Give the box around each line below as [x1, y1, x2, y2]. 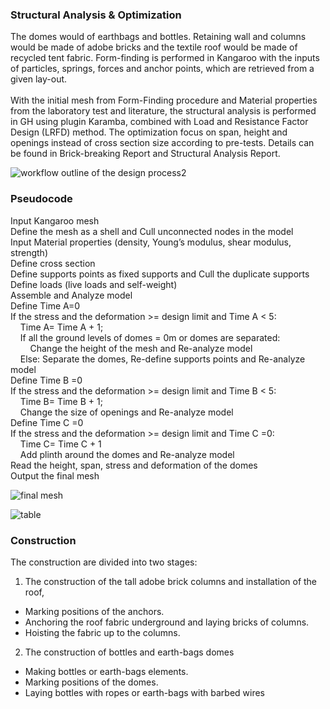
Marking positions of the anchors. [24, 605, 165, 617]
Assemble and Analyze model [10, 289, 133, 301]
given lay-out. [10, 73, 68, 85]
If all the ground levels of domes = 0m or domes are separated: [19, 331, 281, 343]
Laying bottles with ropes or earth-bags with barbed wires [24, 686, 265, 698]
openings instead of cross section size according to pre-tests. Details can [10, 137, 315, 149]
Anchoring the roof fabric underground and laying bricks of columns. [24, 616, 310, 628]
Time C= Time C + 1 [19, 438, 102, 450]
